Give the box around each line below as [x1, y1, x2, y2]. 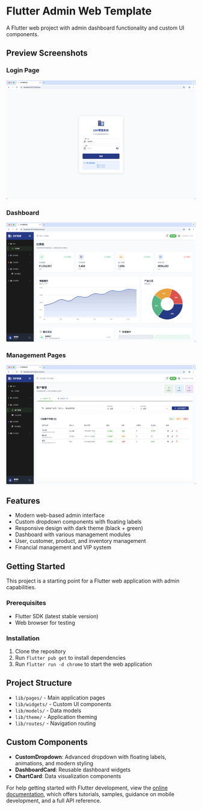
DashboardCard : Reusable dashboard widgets [14, 766, 131, 773]
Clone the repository [14, 647, 66, 655]
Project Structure [6, 678, 72, 688]
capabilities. [6, 584, 36, 591]
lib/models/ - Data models [14, 707, 82, 714]
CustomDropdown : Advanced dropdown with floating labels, [14, 753, 167, 761]
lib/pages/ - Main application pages [14, 694, 105, 701]
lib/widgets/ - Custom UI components [14, 700, 112, 707]
